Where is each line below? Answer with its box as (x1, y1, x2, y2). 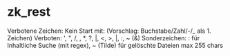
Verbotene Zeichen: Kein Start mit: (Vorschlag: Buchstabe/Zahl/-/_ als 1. (7, 27, 211, 35)
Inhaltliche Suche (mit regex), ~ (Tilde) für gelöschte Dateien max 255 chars (7, 41, 224, 49)
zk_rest (7, 4, 50, 20)
